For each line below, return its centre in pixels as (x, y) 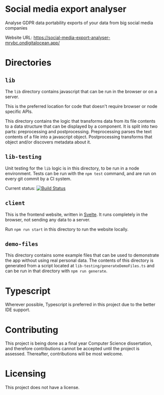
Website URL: (19, 37)
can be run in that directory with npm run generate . (56, 271)
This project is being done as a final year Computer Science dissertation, (79, 343)
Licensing (26, 374)
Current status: (20, 188)
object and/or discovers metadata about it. (48, 142)
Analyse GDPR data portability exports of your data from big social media (79, 23)
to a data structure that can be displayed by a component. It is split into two (82, 126)
